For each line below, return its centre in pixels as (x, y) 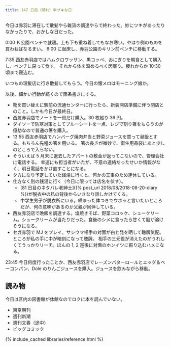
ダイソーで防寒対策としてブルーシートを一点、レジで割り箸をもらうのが (88, 124)
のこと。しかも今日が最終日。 (44, 111)
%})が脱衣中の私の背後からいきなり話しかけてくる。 (75, 194)
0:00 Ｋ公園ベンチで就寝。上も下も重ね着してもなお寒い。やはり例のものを (84, 42)
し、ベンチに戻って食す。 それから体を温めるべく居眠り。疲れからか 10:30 (83, 66)
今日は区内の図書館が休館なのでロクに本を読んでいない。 (65, 299)
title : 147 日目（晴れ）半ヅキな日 (39, 10)
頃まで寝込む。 (21, 72)
